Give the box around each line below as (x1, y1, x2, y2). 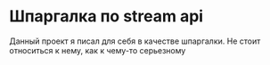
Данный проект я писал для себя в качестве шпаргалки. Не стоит (9, 36, 261, 46)
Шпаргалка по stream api (9, 6, 203, 27)
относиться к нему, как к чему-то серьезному (9, 45, 186, 55)
